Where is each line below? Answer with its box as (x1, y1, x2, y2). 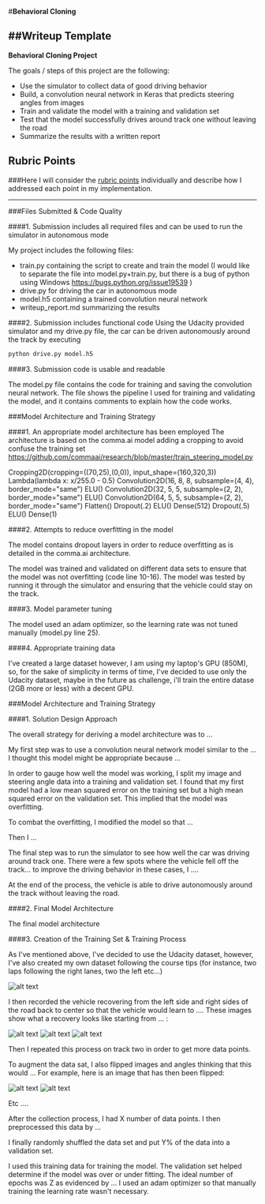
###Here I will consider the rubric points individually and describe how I (8, 175, 242, 185)
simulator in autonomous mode (8, 230, 109, 239)
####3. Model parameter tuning (8, 604, 113, 613)
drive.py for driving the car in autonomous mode (19, 286, 177, 295)
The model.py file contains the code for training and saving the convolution (8, 379, 252, 389)
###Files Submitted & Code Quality (8, 206, 122, 216)
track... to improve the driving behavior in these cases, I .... (8, 865, 200, 874)
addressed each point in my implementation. (8, 183, 153, 193)
